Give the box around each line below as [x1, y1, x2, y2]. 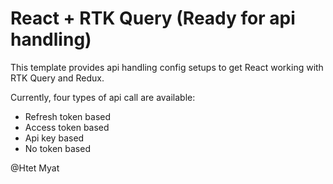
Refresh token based [24, 110, 112, 122]
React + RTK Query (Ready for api [10, 7, 296, 30]
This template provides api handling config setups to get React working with [10, 61, 324, 73]
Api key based [24, 132, 85, 144]
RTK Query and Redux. [10, 72, 105, 84]
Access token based [24, 121, 110, 133]
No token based [24, 142, 91, 154]
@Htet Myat [10, 162, 60, 174]
